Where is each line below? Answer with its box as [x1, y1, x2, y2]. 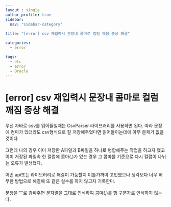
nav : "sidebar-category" [10, 21, 63, 27]
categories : [5, 40, 31, 46]
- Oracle [10, 68, 29, 74]
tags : [5, 54, 17, 59]
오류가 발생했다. [10, 160, 42, 166]
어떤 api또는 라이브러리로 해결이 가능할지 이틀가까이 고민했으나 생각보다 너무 [5, 172, 158, 178]
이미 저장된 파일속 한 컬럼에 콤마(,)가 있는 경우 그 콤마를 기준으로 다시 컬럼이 [5, 153, 157, 160]
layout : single [5, 7, 40, 13]
